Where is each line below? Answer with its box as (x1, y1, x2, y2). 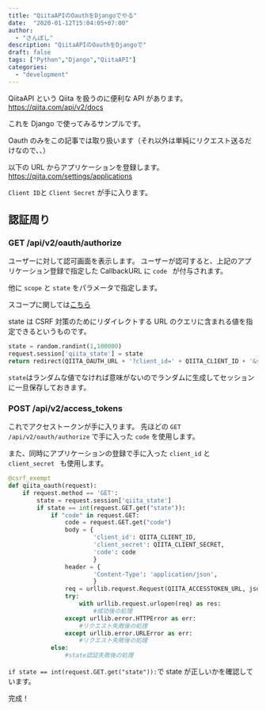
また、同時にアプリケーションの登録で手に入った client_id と (8, 449, 211, 459)
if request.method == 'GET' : (22, 489, 119, 497)
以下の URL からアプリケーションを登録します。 (8, 162, 164, 171)
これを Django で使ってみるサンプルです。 (8, 118, 145, 128)
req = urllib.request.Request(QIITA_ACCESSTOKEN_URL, (64, 585, 246, 593)
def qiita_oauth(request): (8, 482, 97, 490)
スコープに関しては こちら (8, 300, 91, 309)
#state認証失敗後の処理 (64, 651, 134, 659)
